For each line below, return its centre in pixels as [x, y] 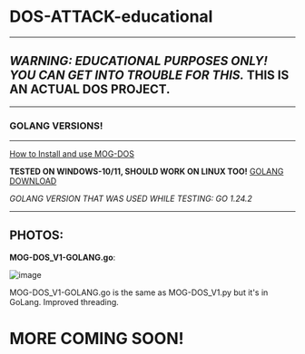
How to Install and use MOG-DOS [72, 154]
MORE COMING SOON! [97, 339]
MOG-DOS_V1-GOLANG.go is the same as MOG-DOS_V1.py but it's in [139, 292]
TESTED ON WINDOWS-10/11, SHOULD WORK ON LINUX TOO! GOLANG [147, 172]
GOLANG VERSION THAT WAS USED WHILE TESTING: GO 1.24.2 [131, 199]
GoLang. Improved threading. [64, 301]
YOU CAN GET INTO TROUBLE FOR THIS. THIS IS [149, 76]
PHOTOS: [37, 236]
